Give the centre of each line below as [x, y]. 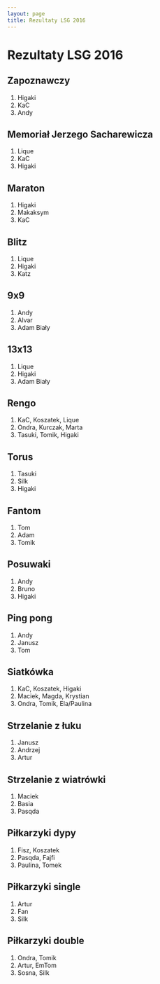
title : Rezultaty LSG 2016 [46, 20]
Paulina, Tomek [39, 865]
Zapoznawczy [39, 81]
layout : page [26, 14]
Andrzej [29, 750]
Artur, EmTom [37, 965]
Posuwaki [29, 564]
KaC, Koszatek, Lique [48, 420]
